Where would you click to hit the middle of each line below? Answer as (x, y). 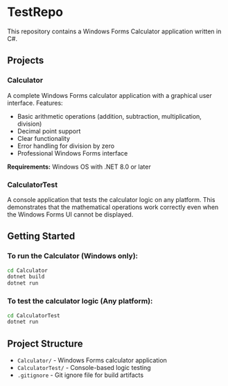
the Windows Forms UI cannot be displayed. (70, 214)
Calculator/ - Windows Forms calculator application (92, 360)
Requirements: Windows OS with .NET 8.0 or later (79, 167)
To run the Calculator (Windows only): (73, 256)
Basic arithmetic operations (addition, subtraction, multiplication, (109, 116)
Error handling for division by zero (66, 146)
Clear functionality (44, 138)
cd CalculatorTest (34, 316)
